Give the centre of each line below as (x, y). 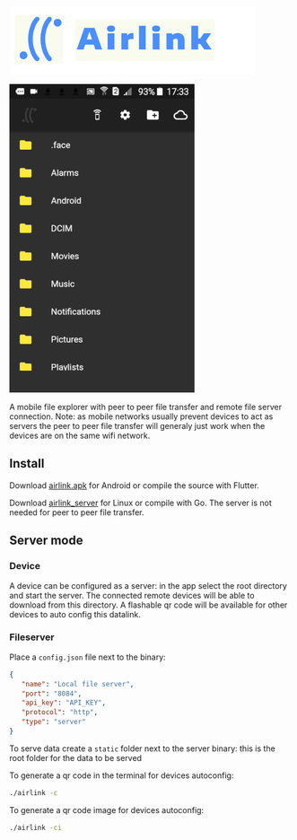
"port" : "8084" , (52, 694)
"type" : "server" (54, 722)
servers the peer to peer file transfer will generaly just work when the (137, 426)
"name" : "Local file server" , (78, 684)
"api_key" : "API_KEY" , (63, 703)
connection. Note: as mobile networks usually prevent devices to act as (141, 416)
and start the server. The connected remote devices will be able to (132, 595)
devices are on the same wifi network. (80, 435)
